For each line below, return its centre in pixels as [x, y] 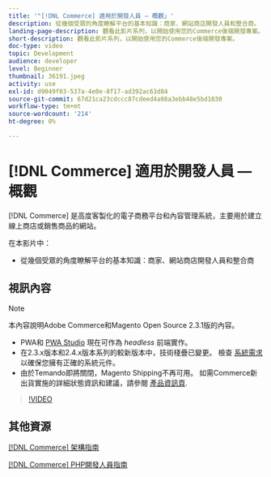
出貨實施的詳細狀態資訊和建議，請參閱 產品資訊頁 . [104, 383]
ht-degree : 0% [32, 122]
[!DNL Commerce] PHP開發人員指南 [68, 465]
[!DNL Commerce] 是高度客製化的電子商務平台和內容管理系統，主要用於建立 [135, 215]
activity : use [32, 84]
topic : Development [41, 54]
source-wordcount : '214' [50, 114]
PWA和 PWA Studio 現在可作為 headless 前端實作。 [106, 342]
